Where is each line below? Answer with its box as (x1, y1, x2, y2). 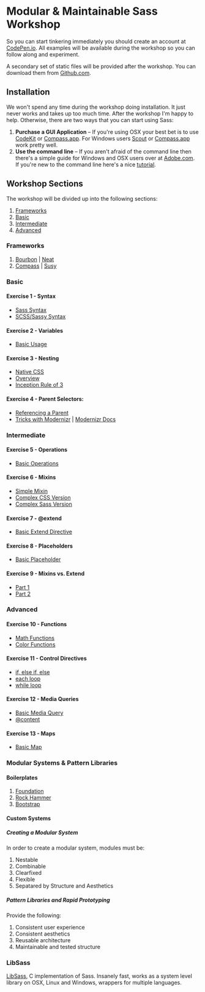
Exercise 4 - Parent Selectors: (6, 395, 84, 403)
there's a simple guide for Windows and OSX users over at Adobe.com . (15, 154, 195, 161)
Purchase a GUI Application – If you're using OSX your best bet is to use (15, 128, 199, 136)
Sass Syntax (15, 306, 47, 314)
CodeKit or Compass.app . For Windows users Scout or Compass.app (15, 134, 190, 142)
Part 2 (15, 590, 31, 597)
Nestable (15, 856, 39, 863)
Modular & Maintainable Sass (6, 4, 158, 18)
